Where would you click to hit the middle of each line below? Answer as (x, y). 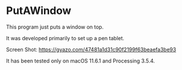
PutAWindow (39, 11)
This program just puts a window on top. (55, 27)
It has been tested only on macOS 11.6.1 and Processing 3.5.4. (81, 61)
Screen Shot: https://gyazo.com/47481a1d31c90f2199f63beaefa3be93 (91, 49)
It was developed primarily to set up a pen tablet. (65, 38)
